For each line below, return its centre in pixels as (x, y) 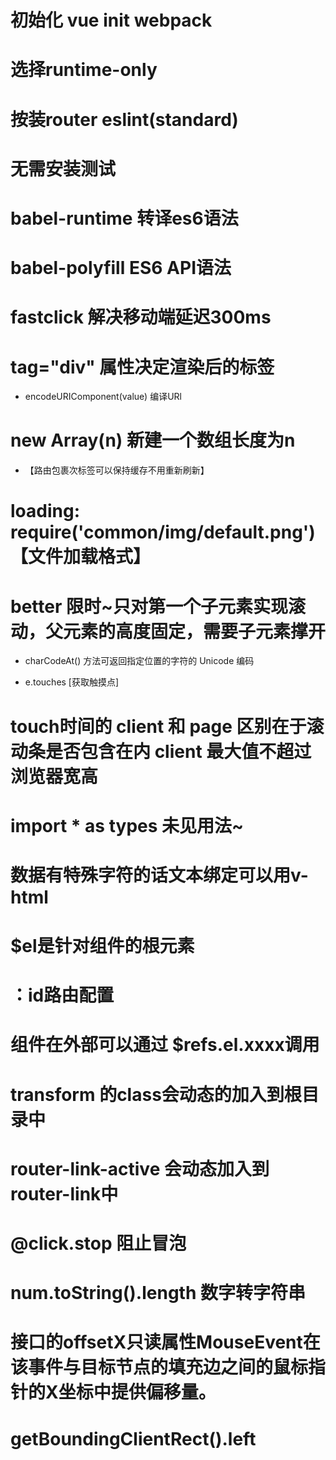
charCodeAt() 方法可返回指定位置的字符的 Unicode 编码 (139, 661)
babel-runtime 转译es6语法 (124, 218)
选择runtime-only (84, 70)
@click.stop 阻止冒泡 (98, 1243)
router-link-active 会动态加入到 (140, 1168)
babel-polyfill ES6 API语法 (121, 268)
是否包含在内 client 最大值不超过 (178, 751)
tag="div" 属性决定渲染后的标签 (142, 367)
